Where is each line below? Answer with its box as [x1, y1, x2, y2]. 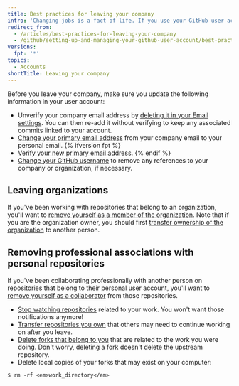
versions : [7, 43, 37, 50]
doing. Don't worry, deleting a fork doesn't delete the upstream [17, 343, 203, 352]
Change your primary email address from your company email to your [17, 133, 223, 142]
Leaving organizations [7, 184, 109, 196]
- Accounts [14, 63, 46, 70]
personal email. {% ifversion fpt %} [17, 141, 121, 149]
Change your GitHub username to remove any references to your [17, 156, 208, 164]
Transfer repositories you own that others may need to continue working [17, 321, 230, 329]
